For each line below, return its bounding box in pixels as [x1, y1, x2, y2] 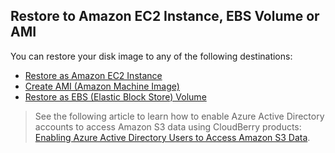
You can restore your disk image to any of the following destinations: [10, 50, 293, 62]
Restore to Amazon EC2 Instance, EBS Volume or [10, 8, 320, 25]
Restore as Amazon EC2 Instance [24, 69, 163, 81]
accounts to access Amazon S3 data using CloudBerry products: [34, 120, 302, 133]
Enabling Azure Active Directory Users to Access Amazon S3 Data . [34, 131, 311, 143]
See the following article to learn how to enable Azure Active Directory [34, 110, 325, 122]
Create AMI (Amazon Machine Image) [24, 80, 180, 92]
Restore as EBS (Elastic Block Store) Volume [24, 90, 207, 103]
